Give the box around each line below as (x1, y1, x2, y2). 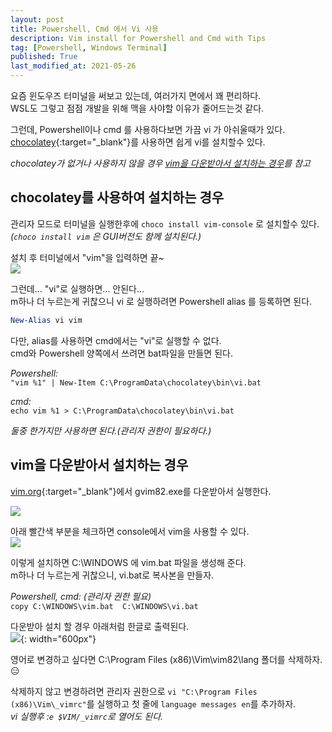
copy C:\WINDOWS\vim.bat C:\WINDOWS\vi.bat (10, 601, 199, 611)
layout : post (10, 14, 65, 25)
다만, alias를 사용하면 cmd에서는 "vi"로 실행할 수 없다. (10, 334, 222, 346)
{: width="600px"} (20, 632, 97, 645)
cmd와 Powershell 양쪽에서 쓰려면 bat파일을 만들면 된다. (10, 347, 233, 359)
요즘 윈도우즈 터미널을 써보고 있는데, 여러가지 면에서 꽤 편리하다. (10, 90, 262, 101)
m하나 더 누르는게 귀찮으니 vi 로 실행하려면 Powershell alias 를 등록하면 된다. (10, 295, 313, 307)
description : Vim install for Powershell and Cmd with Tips (10, 33, 267, 43)
